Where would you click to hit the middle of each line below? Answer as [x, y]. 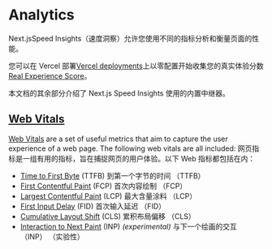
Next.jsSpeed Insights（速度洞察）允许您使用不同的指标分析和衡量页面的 [130, 38]
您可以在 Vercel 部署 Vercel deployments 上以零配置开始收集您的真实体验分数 [136, 66]
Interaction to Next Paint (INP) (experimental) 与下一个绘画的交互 [129, 226]
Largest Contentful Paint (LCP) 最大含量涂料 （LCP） [108, 195]
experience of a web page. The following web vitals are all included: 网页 [130, 148]
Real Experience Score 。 [50, 75]
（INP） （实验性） [52, 236]
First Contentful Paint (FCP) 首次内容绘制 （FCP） [104, 186]
